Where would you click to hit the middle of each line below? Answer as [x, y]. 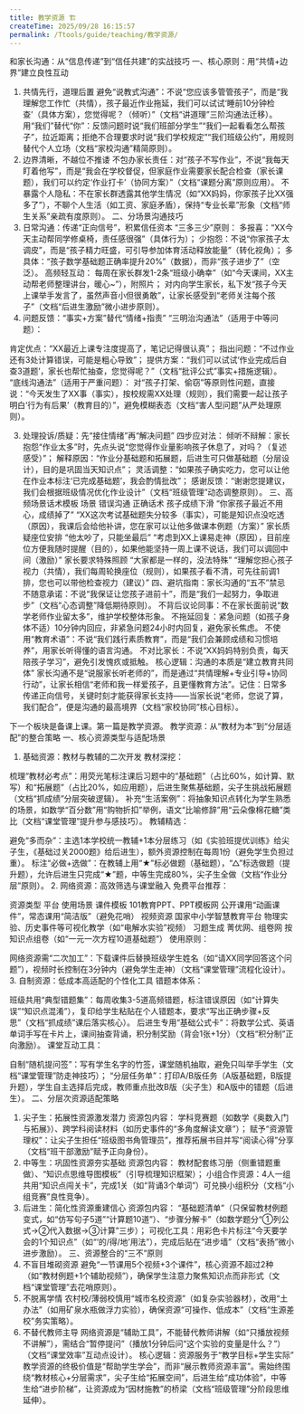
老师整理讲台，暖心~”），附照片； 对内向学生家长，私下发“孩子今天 [163, 284]
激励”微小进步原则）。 [125, 307]
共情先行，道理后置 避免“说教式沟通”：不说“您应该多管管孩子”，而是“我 [155, 92]
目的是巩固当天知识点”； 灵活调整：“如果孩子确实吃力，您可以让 [162, 470]
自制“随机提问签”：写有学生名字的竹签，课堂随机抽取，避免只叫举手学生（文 [152, 1065]
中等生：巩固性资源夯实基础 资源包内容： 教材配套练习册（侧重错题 [147, 1163]
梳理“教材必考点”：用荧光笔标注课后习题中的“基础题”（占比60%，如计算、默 [152, 776]
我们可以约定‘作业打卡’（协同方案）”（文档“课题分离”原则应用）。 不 [166, 183]
